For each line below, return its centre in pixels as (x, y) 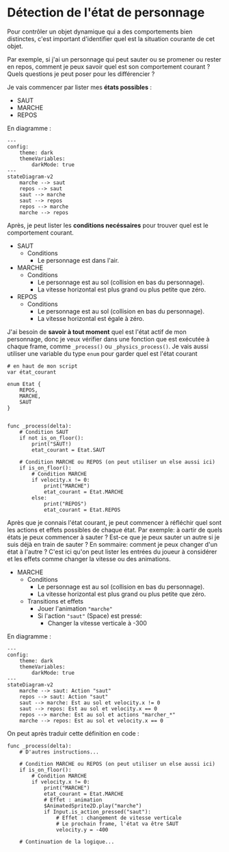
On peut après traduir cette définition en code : (73, 733)
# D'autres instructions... (59, 752)
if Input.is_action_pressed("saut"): (97, 812)
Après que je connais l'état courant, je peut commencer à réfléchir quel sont (114, 522)
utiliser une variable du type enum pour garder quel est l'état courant (103, 353)
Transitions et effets (55, 601)
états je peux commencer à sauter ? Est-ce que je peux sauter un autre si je (113, 537)
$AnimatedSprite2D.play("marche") (93, 805)
